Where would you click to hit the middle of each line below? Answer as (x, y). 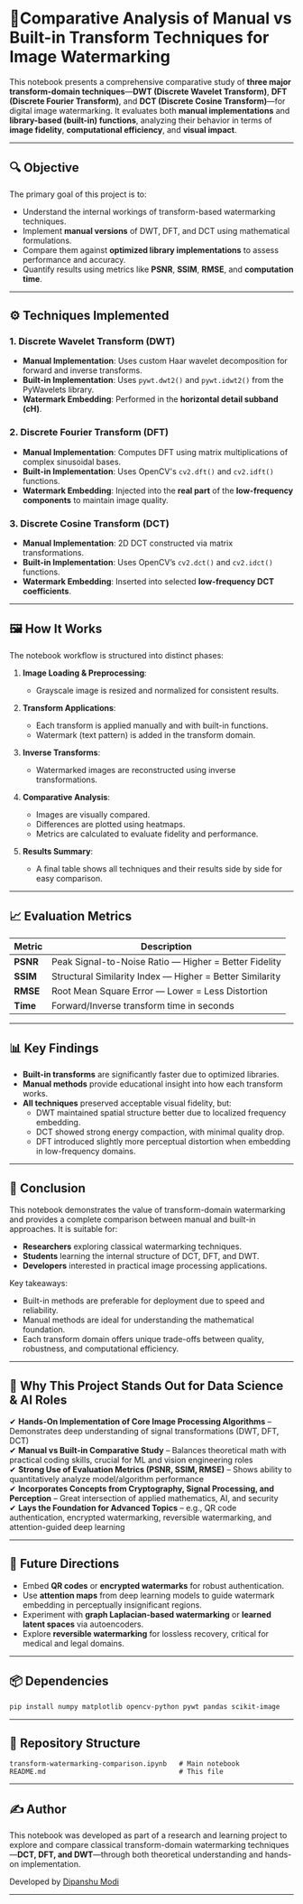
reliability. (40, 1311)
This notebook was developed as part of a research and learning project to (148, 1835)
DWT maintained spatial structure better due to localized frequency (161, 1113)
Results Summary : (57, 851)
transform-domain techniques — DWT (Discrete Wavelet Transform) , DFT (148, 91)
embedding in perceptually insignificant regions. (112, 1605)
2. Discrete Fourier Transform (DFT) (89, 433)
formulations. (47, 240)
